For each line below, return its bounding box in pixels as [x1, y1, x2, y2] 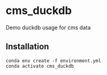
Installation [5, 41, 49, 52]
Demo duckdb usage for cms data [5, 24, 91, 31]
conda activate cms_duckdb [5, 63, 74, 69]
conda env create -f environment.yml [5, 57, 102, 64]
